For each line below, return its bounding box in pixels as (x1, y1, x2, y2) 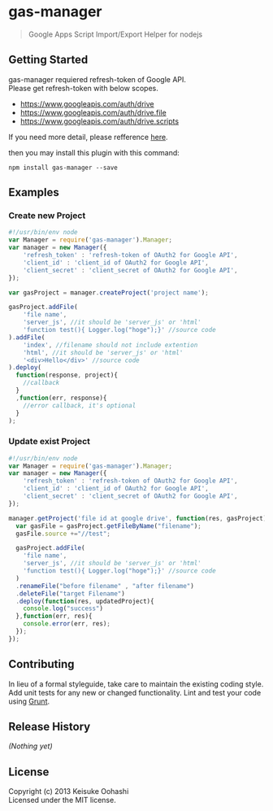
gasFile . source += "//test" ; (15, 530, 111, 538)
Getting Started (8, 53, 89, 67)
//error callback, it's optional (23, 401, 136, 409)
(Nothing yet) (8, 741, 53, 751)
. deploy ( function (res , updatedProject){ (15, 597, 154, 605)
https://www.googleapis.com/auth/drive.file (19, 107, 167, 117)
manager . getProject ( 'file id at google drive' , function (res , (8, 514, 223, 522)
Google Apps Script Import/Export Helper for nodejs (28, 29, 203, 39)
